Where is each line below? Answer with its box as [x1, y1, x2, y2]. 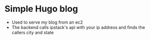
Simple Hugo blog [4, 3, 78, 14]
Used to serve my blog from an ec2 [11, 19, 84, 25]
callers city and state [11, 29, 54, 35]
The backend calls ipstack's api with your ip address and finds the [11, 24, 145, 30]
